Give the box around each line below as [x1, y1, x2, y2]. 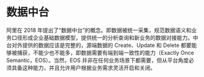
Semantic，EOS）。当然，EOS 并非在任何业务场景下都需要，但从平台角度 [6, 57, 189, 64]
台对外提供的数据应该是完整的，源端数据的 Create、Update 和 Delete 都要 [6, 42, 192, 49]
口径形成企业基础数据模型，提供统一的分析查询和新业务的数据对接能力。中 [11, 34, 199, 41]
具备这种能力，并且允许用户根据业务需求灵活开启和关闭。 [11, 64, 156, 71]
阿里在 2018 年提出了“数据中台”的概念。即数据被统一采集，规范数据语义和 [6, 26, 192, 34]
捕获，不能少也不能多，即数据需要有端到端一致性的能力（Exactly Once [16, 49, 194, 56]
